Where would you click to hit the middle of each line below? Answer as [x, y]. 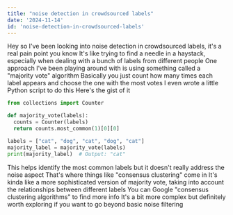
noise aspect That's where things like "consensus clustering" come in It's [112, 175]
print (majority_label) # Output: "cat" [67, 154]
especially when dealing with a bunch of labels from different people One [112, 61]
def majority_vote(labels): [48, 116]
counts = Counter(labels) [51, 122]
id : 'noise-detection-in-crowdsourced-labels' [76, 26]
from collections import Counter [56, 103]
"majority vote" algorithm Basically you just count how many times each [110, 76]
